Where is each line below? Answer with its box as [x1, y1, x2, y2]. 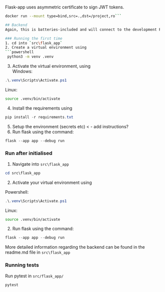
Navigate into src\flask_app [12, 161, 69, 167]
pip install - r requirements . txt [5, 115, 74, 119]
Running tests [5, 262, 39, 268]
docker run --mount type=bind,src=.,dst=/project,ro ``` [5, 14, 122, 19]
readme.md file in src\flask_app [5, 249, 70, 255]
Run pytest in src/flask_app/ [5, 273, 64, 279]
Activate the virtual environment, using [12, 63, 91, 69]
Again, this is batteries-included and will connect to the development [5, 27, 157, 32]
